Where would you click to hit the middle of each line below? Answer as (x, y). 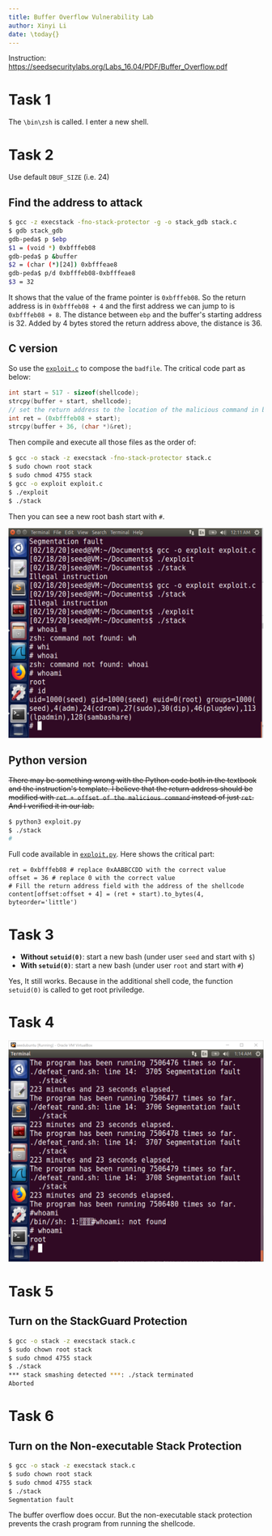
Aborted (21, 1384)
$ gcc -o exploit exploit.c (56, 483)
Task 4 (32, 1022)
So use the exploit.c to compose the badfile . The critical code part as (127, 368)
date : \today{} (34, 34)
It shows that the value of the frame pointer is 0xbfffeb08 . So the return (127, 298)
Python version (48, 761)
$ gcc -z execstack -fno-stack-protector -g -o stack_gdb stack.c (123, 223)
